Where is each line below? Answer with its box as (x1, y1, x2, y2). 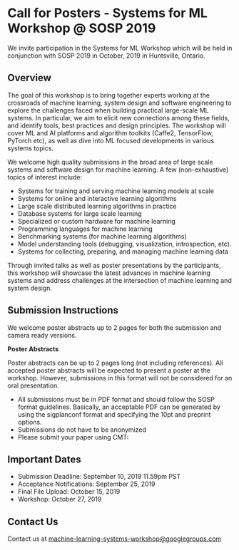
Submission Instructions (7, 304, 119, 316)
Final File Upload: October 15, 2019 (17, 487, 121, 496)
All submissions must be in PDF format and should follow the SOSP (17, 395, 215, 403)
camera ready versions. (7, 331, 77, 339)
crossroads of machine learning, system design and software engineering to (7, 98, 232, 107)
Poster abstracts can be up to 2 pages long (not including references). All (7, 358, 223, 367)
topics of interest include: (7, 172, 83, 181)
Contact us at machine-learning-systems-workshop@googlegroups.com (7, 534, 222, 543)
